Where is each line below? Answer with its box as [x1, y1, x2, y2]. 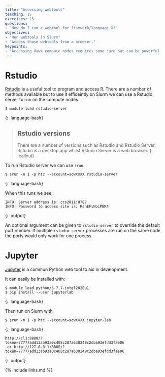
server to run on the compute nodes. [5, 97, 80, 103]
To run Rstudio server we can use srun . [5, 163, 85, 168]
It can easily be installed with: [5, 276, 66, 282]
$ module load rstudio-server [5, 106, 67, 111]
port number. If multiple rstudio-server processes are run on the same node [5, 228, 161, 234]
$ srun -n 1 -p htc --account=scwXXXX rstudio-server [5, 172, 118, 177]
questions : [5, 21, 28, 26]
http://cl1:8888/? [5, 336, 43, 341]
